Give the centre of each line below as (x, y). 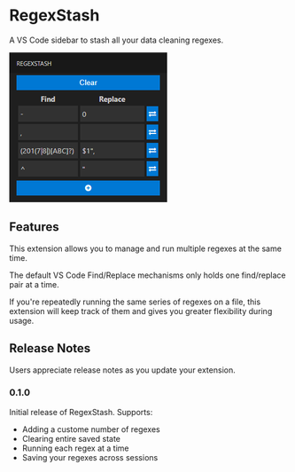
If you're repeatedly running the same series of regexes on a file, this (135, 302)
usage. (22, 320)
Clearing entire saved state (71, 438)
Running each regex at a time (75, 448)
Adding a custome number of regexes (91, 429)
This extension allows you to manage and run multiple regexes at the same (145, 248)
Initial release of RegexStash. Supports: (81, 412)
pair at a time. (34, 284)
